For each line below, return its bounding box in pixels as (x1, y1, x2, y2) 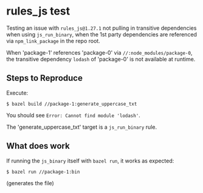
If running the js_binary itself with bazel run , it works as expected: (6, 157, 174, 164)
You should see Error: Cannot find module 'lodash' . (6, 111, 141, 119)
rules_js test (6, 4, 71, 18)
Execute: (6, 89, 29, 96)
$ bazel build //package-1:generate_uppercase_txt (6, 101, 137, 107)
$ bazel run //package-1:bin (6, 169, 80, 175)
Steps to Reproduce (6, 73, 83, 83)
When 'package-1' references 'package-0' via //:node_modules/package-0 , (6, 49, 193, 56)
